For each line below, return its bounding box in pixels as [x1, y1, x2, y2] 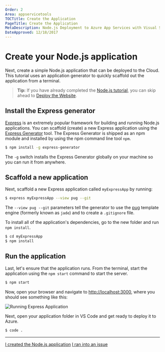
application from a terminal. [5, 78, 61, 83]
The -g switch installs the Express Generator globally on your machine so [5, 154, 153, 160]
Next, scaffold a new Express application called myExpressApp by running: [5, 186, 153, 192]
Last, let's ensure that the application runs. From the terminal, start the [5, 265, 147, 271]
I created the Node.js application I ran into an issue [5, 341, 108, 347]
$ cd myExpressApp [5, 234, 43, 239]
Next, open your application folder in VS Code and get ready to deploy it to [5, 313, 156, 319]
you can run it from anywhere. [5, 159, 66, 165]
